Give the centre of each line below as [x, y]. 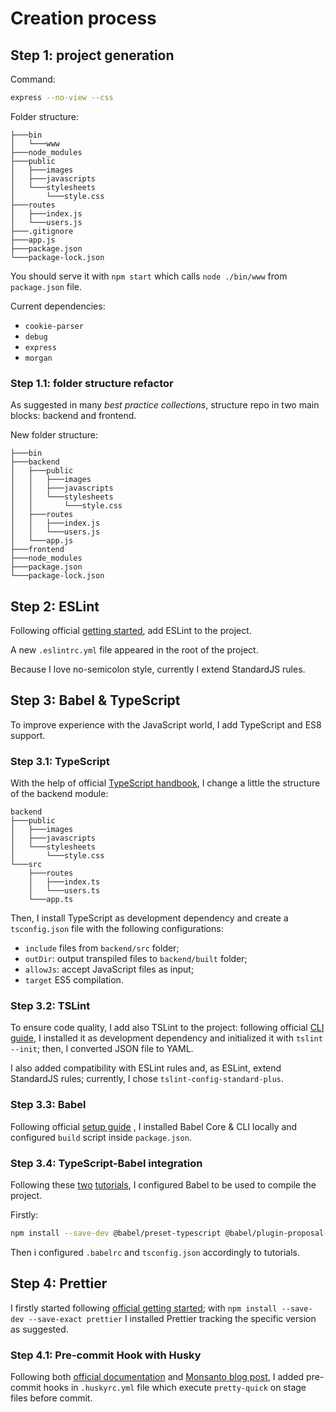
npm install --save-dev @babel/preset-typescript [116, 1233]
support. [28, 735]
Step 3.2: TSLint [50, 1006]
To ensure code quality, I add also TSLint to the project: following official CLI [167, 1028]
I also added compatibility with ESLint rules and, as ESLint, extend [146, 1068]
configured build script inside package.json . [101, 1137]
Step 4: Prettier [59, 1283]
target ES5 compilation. [74, 980]
